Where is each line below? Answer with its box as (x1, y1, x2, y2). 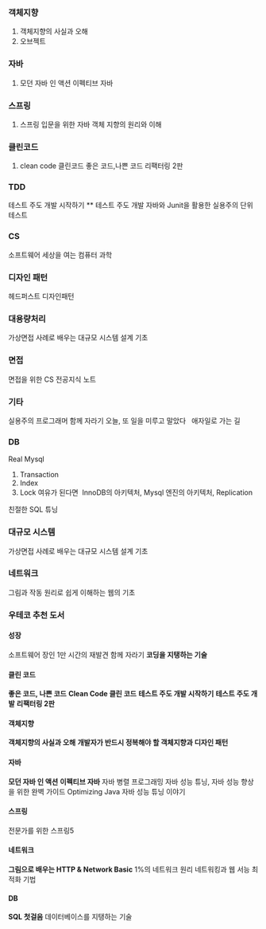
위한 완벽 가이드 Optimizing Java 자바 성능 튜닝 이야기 (16, 786, 186, 796)
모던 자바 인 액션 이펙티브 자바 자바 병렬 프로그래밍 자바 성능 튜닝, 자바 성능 (8, 777, 240, 786)
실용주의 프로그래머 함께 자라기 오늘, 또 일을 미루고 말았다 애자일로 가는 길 (8, 416, 241, 425)
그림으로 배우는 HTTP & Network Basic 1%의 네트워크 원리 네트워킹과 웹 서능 (8, 864, 250, 874)
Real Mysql (8, 454, 45, 464)
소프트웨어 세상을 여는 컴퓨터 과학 (8, 249, 113, 260)
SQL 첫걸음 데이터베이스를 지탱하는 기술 (8, 912, 133, 922)
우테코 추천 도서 (8, 610, 65, 621)
